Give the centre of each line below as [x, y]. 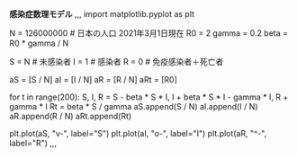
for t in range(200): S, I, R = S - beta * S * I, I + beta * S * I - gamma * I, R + [149, 97]
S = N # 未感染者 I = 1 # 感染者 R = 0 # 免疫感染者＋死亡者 [117, 61]
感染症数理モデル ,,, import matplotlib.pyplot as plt [102, 14]
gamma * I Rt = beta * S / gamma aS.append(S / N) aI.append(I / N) [134, 106]
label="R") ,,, [33, 143]
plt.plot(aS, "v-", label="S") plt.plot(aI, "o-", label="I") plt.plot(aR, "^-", [138, 133]
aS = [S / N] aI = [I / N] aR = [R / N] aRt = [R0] [93, 79]
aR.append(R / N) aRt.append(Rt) [71, 116]
